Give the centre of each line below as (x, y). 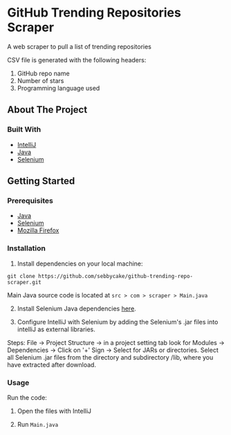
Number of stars (40, 80)
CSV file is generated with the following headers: (77, 59)
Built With (24, 129)
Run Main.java (38, 424)
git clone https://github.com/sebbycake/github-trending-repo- (100, 276)
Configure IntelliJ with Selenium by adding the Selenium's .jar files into (118, 322)
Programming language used (58, 88)
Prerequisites (30, 201)
